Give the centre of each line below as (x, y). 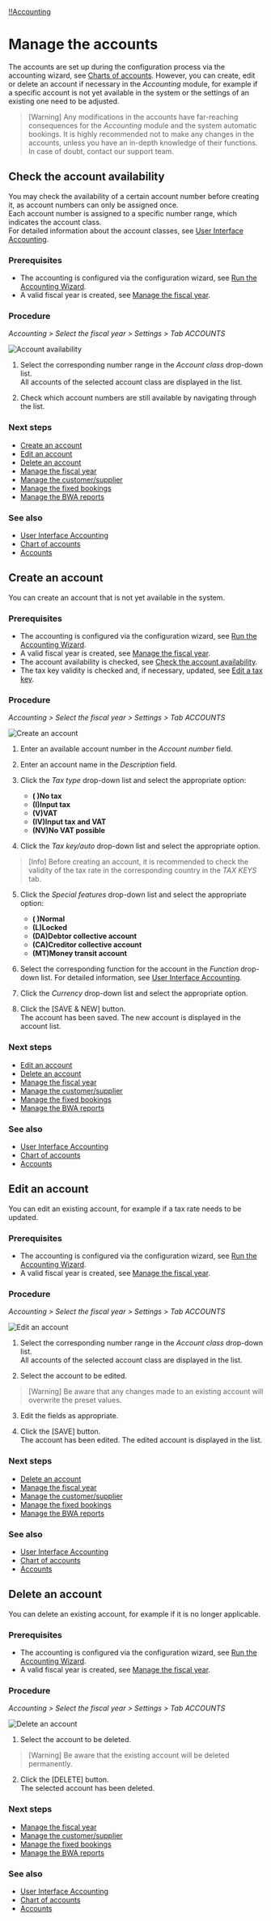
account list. (40, 1026)
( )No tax (47, 796)
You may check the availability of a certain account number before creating (134, 196)
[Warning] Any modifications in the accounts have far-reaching (133, 117)
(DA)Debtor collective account (85, 936)
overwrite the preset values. (75, 1400)
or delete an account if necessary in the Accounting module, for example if (133, 83)
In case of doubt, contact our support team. (101, 151)
